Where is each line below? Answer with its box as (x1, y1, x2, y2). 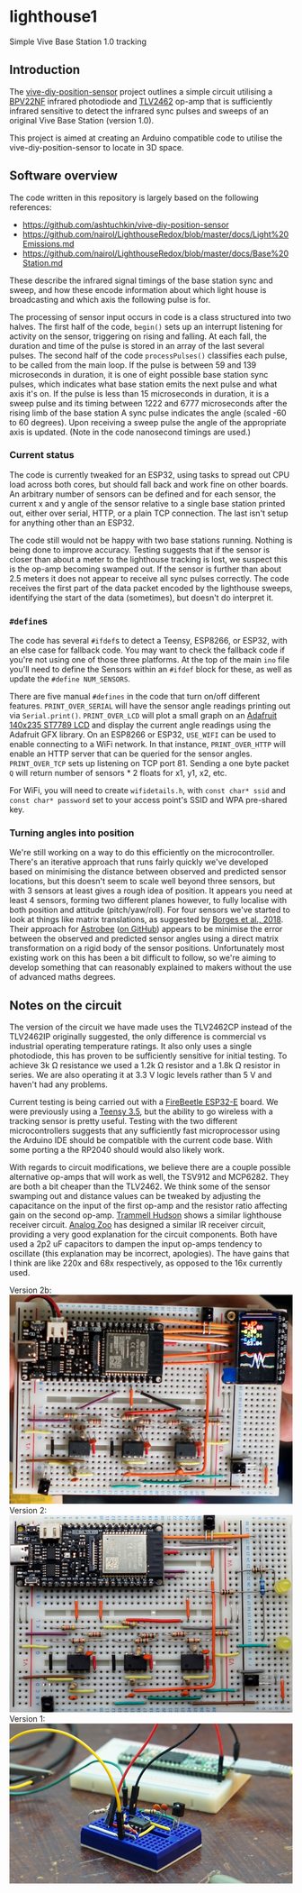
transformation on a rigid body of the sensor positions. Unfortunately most (9, 943, 285, 954)
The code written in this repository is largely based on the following (9, 192, 259, 203)
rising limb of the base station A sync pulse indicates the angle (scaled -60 (9, 407, 287, 418)
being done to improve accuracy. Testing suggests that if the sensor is (9, 544, 271, 555)
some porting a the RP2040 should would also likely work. (9, 1145, 225, 1156)
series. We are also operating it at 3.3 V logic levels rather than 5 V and (9, 1070, 272, 1081)
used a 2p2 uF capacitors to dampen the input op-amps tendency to (9, 1239, 262, 1249)
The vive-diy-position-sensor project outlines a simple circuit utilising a (9, 86, 273, 96)
